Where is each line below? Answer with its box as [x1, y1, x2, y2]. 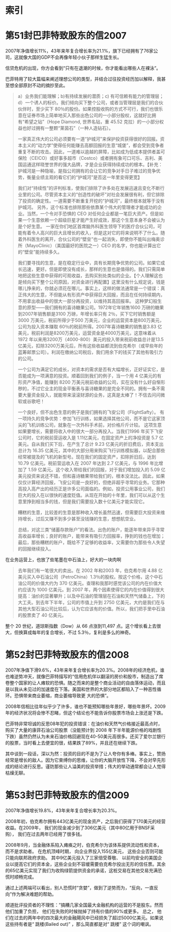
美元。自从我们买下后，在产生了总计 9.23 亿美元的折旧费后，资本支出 [17, 441, 164, 447]
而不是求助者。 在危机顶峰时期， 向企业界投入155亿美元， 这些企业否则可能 [5, 848, 164, 854]
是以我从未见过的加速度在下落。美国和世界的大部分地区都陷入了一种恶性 [5, 686, 157, 692]
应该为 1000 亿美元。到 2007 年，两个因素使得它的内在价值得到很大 [22, 587, 164, 593]
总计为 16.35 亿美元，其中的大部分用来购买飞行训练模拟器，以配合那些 [17, 447, 165, 453]
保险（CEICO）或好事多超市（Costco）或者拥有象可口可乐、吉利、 [17, 155, 158, 161]
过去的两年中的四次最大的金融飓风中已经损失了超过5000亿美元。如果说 [14, 915, 164, 921]
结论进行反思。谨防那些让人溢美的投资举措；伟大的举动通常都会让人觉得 [14, 763, 166, 770]
